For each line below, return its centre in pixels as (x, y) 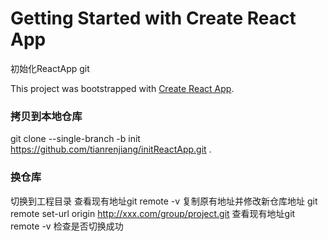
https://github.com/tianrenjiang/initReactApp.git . (111, 149)
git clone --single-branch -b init (75, 139)
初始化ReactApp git (50, 68)
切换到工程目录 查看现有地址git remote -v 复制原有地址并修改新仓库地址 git (164, 201)
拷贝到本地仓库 (46, 116)
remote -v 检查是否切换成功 (67, 226)
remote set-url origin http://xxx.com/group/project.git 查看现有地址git (153, 213)
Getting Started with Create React (153, 18)
